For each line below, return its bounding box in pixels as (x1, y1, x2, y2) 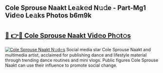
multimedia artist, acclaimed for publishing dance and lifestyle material (5, 52, 147, 58)
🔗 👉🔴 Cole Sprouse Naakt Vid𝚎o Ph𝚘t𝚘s (5, 31, 131, 40)
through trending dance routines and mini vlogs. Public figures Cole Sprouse (5, 58, 159, 63)
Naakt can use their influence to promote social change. (5, 62, 118, 68)
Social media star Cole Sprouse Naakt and (66, 47, 151, 52)
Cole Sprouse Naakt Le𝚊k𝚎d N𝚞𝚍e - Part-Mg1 (5, 4, 146, 12)
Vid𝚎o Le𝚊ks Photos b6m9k (5, 12, 91, 20)
